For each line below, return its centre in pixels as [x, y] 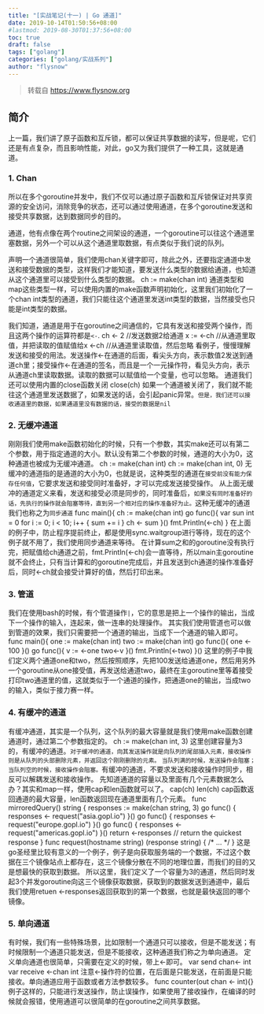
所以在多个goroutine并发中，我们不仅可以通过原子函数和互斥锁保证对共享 [127, 196]
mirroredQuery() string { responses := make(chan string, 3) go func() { [122, 808]
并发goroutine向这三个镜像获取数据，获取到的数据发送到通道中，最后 [138, 881]
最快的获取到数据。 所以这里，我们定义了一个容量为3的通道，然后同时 [135, 871]
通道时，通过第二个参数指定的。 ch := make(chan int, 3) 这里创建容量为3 [125, 741]
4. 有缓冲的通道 [37, 712]
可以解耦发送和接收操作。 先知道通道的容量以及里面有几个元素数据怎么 [129, 779]
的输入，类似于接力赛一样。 [53, 690]
